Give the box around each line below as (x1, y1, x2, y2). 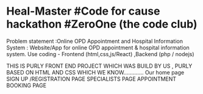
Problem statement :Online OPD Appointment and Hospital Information (6, 37, 183, 45)
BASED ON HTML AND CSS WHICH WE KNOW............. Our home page (6, 68, 185, 76)
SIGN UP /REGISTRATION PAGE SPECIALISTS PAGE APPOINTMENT (6, 75, 177, 82)
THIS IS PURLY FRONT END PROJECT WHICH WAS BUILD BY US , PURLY (6, 62, 193, 70)
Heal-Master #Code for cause (6, 4, 160, 18)
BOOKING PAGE (6, 81, 47, 89)
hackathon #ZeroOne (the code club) (6, 17, 198, 31)
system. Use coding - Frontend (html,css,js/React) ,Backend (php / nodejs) (6, 50, 194, 57)
